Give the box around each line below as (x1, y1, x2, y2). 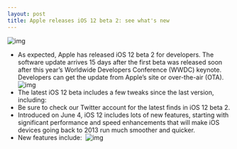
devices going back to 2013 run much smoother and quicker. (17, 126, 195, 134)
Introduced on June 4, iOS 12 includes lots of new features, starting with (17, 111, 229, 119)
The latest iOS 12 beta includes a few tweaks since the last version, (17, 88, 214, 96)
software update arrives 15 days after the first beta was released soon (17, 57, 223, 66)
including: (17, 95, 47, 104)
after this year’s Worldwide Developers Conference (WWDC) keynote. (17, 65, 222, 74)
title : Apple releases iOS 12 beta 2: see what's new (7, 17, 170, 24)
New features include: (17, 133, 83, 142)
